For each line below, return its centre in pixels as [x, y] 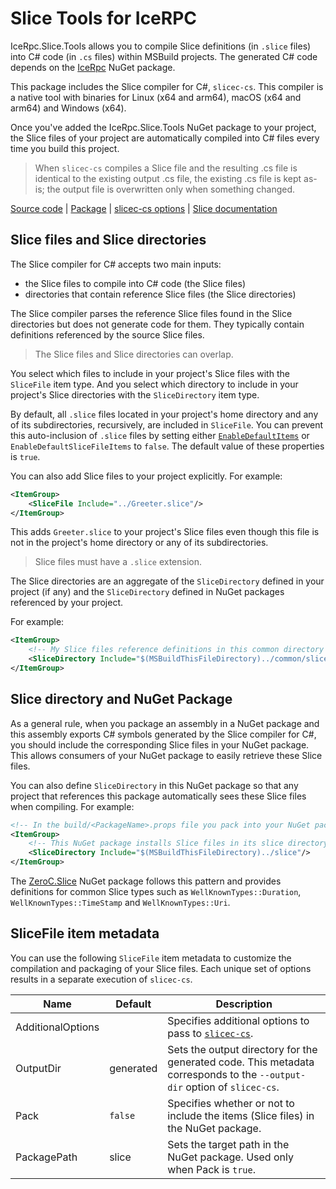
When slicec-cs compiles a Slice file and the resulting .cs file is [166, 168]
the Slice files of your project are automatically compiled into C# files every [165, 138]
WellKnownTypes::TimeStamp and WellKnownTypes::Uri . [120, 903]
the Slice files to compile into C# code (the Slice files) [135, 283]
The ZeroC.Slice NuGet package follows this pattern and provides [146, 881]
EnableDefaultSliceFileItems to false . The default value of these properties [167, 446]
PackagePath [46, 1157]
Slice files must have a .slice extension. [118, 562]
